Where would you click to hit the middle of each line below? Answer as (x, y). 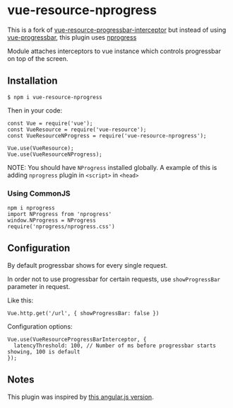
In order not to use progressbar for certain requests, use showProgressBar (114, 279)
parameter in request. (39, 286)
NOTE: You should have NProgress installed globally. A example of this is (112, 167)
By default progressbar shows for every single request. (88, 265)
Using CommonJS (39, 193)
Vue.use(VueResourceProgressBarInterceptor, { (77, 339)
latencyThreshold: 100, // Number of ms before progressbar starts (115, 346)
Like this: (20, 300)
